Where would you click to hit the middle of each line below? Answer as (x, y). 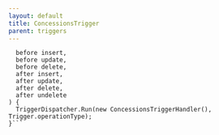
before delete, (41, 67)
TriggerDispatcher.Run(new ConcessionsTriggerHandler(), (114, 110)
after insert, (39, 74)
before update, (41, 60)
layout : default (36, 16)
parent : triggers (38, 31)
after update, (39, 82)
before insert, (41, 53)
